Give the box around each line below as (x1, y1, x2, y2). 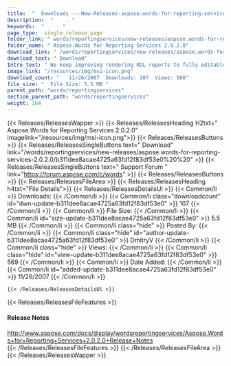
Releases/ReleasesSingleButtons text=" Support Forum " (7, 163, 168, 171)
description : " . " (7, 17, 76, 23)
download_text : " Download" (7, 55, 88, 62)
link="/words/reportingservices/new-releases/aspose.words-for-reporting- (7, 148, 221, 156)
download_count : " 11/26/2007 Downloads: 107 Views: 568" (7, 74, 189, 81)
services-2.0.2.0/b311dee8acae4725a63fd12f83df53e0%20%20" (7, 155, 194, 163)
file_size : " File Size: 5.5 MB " (7, 81, 109, 88)
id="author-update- (133, 228, 190, 236)
